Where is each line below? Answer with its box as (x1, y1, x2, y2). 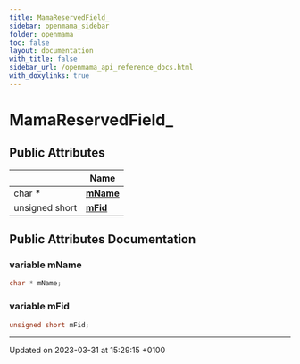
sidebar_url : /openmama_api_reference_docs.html (9, 63, 194, 72)
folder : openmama (9, 30, 74, 38)
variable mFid (9, 301, 70, 313)
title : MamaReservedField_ (9, 13, 110, 22)
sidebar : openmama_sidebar (9, 21, 110, 30)
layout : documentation (9, 47, 94, 55)
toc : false (9, 38, 50, 47)
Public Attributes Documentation (9, 232, 196, 247)
